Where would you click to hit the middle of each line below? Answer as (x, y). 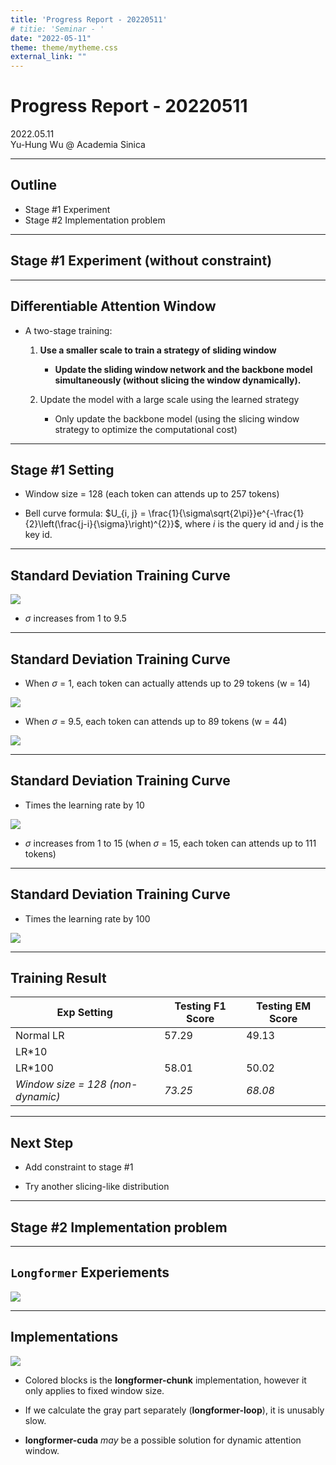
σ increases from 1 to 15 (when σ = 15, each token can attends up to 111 (170, 843)
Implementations (64, 1337)
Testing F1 (200, 1006)
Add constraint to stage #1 (79, 1167)
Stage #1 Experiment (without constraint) (141, 261)
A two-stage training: (68, 330)
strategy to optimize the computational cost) (146, 429)
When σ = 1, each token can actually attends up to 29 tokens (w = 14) (167, 683)
